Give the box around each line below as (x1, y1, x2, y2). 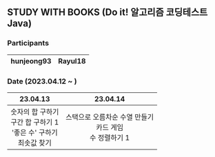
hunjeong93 (10, 56, 52, 65)
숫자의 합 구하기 (10, 107, 59, 116)
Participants (7, 39, 50, 48)
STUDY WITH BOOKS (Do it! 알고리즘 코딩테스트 (7, 6, 208, 19)
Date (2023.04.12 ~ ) (7, 76, 77, 86)
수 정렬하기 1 (89, 133, 130, 143)
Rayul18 (58, 56, 86, 65)
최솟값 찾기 (17, 138, 52, 147)
